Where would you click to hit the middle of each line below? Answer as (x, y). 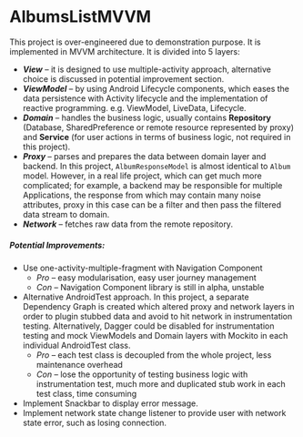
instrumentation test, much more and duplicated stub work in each (161, 383)
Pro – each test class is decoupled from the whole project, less (154, 355)
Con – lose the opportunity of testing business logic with (142, 374)
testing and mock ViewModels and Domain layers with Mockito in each (155, 335)
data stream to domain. (66, 214)
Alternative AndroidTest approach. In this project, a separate (136, 297)
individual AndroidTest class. (76, 345)
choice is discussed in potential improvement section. (123, 78)
